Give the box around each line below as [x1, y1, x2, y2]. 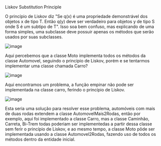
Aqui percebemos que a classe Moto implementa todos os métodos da [5, 53, 146, 58]
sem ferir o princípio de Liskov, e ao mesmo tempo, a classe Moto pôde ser [5, 126, 155, 132]
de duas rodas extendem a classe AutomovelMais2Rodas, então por [5, 111, 141, 117]
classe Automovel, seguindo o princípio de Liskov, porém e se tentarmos [5, 58, 150, 63]
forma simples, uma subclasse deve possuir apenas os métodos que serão [5, 29, 154, 34]
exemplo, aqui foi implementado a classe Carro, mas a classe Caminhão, [5, 116, 150, 121]
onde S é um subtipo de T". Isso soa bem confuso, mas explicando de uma [5, 24, 154, 29]
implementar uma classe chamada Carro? [5, 63, 88, 69]
